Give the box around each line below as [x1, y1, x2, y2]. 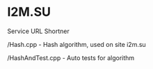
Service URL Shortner [7, 27, 70, 35]
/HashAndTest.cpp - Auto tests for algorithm [7, 53, 135, 62]
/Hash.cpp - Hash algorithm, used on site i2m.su [7, 40, 146, 48]
